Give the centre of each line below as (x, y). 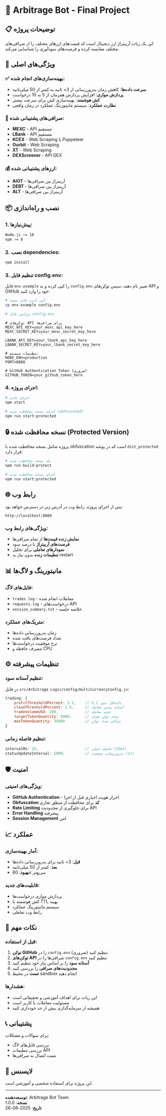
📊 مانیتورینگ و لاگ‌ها (33, 571)
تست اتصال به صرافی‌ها (34, 1055)
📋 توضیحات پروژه (30, 29)
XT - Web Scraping (32, 150)
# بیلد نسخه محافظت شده (28, 461)
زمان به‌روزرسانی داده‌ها (34, 633)
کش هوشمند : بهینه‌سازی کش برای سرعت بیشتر (56, 100)
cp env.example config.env (33, 305)
